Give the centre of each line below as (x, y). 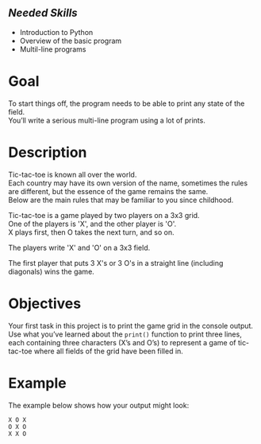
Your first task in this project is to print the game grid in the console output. (131, 325)
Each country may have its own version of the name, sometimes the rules (128, 183)
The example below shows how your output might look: (99, 405)
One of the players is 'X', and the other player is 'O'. (92, 224)
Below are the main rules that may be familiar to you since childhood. (121, 200)
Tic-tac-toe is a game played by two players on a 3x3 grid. (104, 215)
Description (48, 152)
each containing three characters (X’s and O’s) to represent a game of (122, 342)
